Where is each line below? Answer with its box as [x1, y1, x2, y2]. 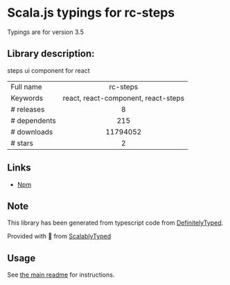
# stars [10, 138, 33, 148]
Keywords [10, 93, 44, 103]
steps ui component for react [7, 66, 90, 74]
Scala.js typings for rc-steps [7, 5, 175, 21]
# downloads [10, 127, 53, 137]
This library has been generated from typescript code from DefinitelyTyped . [7, 218, 224, 227]
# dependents [10, 116, 57, 126]
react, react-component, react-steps [62, 93, 185, 103]
